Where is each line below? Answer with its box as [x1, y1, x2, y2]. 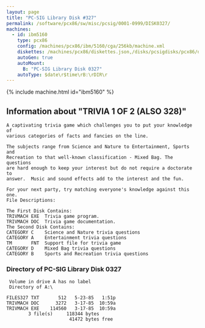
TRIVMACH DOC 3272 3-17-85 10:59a [6, 300, 116, 307]
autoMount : [17, 60, 45, 66]
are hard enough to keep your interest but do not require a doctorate [6, 165, 192, 171]
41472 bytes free [69, 316, 113, 322]
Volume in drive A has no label [9, 279, 92, 285]
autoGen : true [17, 54, 53, 61]
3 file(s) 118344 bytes [28, 311, 99, 317]
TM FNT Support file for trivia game [6, 240, 121, 247]
